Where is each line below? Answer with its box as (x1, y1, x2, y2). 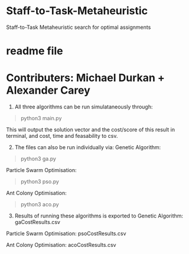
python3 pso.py (20, 178, 59, 185)
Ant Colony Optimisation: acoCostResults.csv (6, 242, 116, 249)
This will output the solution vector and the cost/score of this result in (6, 126, 175, 133)
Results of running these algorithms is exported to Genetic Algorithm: (14, 212, 184, 219)
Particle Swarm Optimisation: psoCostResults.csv (6, 230, 126, 237)
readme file (6, 44, 63, 58)
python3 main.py (20, 115, 62, 122)
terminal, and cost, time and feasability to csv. (6, 133, 118, 140)
